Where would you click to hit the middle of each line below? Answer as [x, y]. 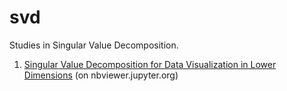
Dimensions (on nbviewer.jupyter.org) [101, 75]
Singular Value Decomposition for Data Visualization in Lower [150, 64]
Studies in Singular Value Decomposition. [94, 45]
